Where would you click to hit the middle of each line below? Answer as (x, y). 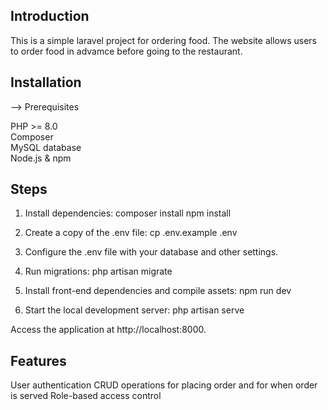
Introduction (50, 16)
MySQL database (46, 147)
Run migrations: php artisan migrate (98, 271)
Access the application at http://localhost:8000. (108, 330)
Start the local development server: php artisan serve (134, 310)
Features (38, 360)
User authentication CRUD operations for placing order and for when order (164, 385)
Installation (46, 82)
